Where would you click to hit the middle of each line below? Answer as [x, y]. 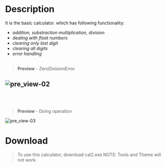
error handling [27, 54]
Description [30, 9]
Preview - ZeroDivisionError [46, 69]
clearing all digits [30, 48]
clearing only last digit [35, 43]
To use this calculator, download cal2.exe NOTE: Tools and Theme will [89, 155]
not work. [27, 160]
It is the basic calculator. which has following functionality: [65, 23]
